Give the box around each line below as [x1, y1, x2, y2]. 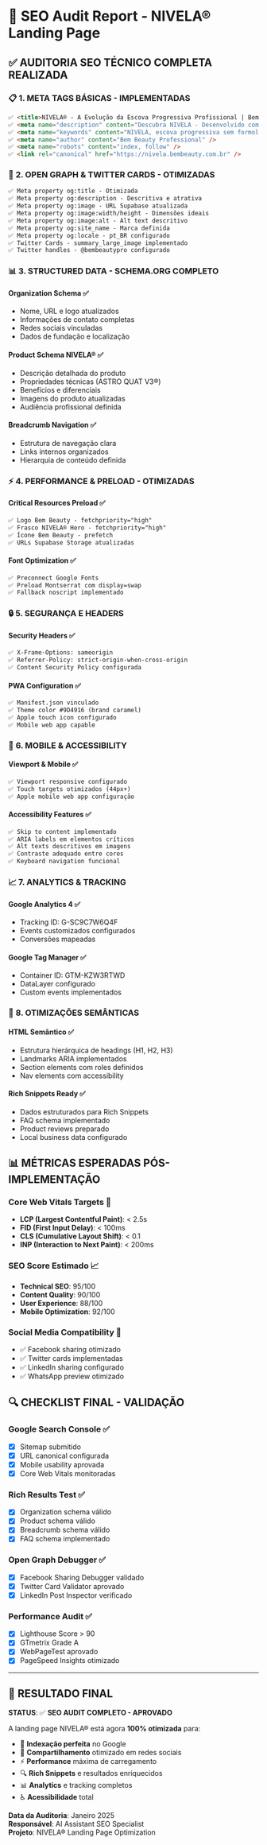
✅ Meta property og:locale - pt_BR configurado [8, 231, 171, 239]
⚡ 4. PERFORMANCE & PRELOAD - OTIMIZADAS [8, 475, 195, 486]
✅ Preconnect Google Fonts [8, 574, 99, 582]
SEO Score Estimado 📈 [8, 1260, 99, 1271]
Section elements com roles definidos [19, 1062, 144, 1072]
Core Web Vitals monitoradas [19, 1468, 116, 1478]
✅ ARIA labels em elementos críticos [8, 835, 135, 843]
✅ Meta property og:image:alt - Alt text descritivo [8, 216, 188, 225]
